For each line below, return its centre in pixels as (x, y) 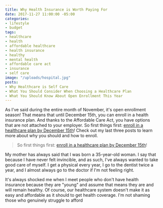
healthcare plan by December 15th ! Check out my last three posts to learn (79, 130)
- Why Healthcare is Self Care (37, 87)
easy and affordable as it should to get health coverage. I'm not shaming (78, 195)
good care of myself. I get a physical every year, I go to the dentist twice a (79, 165)
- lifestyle (17, 23)
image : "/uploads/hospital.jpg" (38, 78)
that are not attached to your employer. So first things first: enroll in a (74, 125)
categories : (17, 19)
